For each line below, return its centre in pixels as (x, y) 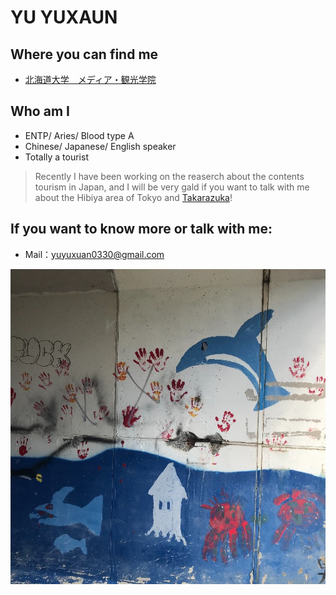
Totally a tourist (56, 157)
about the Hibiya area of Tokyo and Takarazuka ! (133, 197)
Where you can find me (84, 54)
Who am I (40, 111)
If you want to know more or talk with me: (141, 229)
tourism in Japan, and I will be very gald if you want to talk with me (172, 187)
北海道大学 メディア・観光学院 (90, 79)
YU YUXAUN (64, 17)
